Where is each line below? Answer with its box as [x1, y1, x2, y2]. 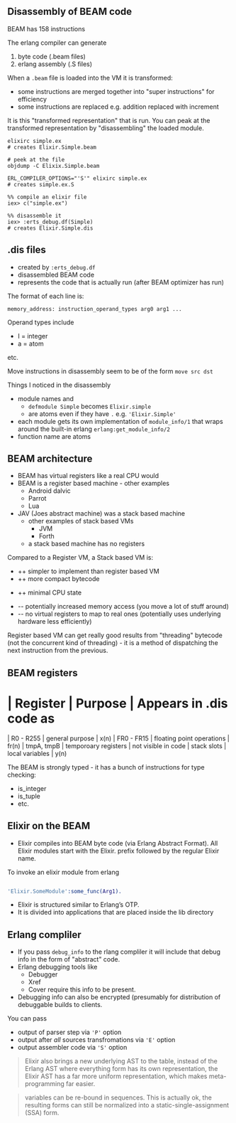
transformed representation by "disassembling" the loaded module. [7, 124, 204, 132]
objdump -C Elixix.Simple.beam [7, 162, 100, 169]
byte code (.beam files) [17, 52, 86, 60]
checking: [7, 770, 37, 779]
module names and [17, 394, 74, 403]
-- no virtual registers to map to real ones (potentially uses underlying [17, 610, 221, 618]
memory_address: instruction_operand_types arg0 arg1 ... [7, 305, 182, 312]
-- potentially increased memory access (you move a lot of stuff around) [17, 602, 229, 611]
